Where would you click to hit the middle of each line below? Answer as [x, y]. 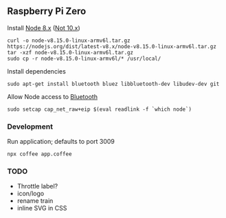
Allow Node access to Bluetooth [53, 96]
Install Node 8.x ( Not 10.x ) [44, 28]
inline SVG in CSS [42, 208]
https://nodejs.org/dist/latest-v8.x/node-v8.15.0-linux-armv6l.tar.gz [112, 46]
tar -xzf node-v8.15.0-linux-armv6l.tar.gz [70, 52]
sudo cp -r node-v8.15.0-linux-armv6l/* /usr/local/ [84, 58]
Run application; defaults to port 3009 [61, 142]
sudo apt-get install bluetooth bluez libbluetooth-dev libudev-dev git [113, 84]
